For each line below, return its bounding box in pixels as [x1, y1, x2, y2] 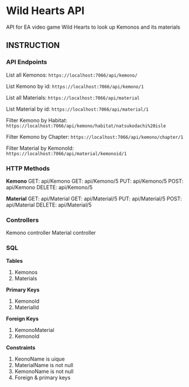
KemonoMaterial [14, 326, 54, 333]
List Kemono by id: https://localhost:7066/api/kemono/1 [6, 83, 145, 90]
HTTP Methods [6, 164, 50, 172]
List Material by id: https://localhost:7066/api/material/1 [6, 105, 149, 112]
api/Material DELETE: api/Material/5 [6, 201, 92, 208]
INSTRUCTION [6, 40, 60, 50]
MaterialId [14, 303, 39, 311]
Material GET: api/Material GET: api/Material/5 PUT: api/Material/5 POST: [6, 195, 183, 202]
